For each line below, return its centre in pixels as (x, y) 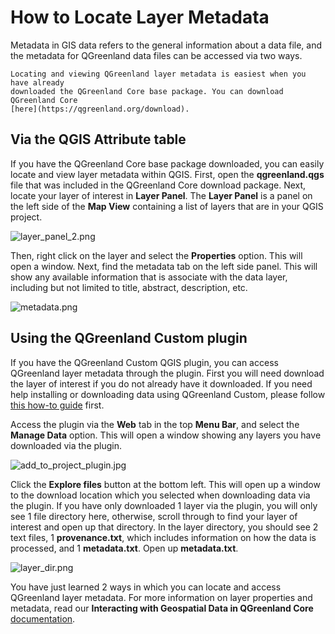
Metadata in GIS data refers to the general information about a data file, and (166, 45)
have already (37, 82)
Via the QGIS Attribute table (98, 139)
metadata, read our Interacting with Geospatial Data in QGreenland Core (162, 608)
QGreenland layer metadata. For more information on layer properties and (161, 597)
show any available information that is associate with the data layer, (149, 277)
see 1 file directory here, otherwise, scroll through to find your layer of (154, 516)
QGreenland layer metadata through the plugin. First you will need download (167, 373)
